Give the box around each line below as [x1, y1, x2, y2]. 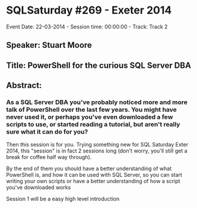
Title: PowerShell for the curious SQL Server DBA [6, 60, 192, 70]
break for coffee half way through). [6, 154, 92, 161]
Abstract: [6, 80, 42, 90]
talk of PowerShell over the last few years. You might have [6, 106, 177, 114]
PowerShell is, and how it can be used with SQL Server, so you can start [6, 171, 183, 178]
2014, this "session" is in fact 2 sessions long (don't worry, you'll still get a [6, 147, 188, 154]
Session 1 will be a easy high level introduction [6, 196, 120, 203]
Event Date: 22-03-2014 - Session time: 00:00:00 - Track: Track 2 [6, 23, 168, 30]
